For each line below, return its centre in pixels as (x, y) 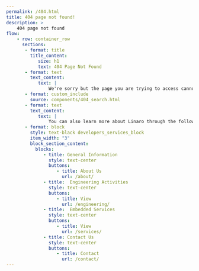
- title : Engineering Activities (86, 182)
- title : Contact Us (69, 237)
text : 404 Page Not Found (70, 67)
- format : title (45, 50)
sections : (34, 45)
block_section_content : (59, 143)
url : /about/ (78, 177)
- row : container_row (43, 39)
